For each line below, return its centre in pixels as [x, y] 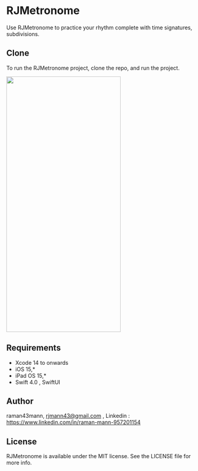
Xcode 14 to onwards [42, 362]
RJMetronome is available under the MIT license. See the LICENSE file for [99, 456]
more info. [19, 463]
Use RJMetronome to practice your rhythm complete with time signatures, [99, 27]
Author [20, 401]
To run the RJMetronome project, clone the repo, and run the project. [93, 68]
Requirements [34, 348]
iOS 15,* [25, 369]
